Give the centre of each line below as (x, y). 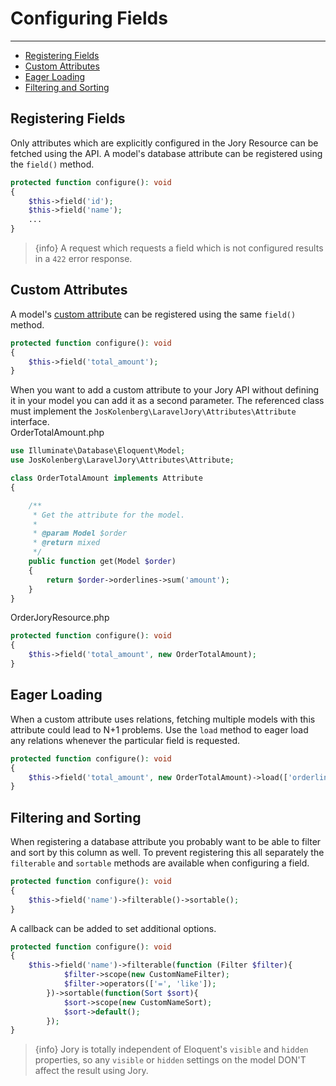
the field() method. (52, 164)
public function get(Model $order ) (102, 562)
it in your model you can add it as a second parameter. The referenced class (167, 401)
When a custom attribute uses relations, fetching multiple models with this (163, 719)
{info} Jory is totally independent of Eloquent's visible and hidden (171, 1049)
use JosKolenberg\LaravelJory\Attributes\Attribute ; (122, 460)
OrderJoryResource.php (60, 618)
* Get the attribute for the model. (109, 515)
